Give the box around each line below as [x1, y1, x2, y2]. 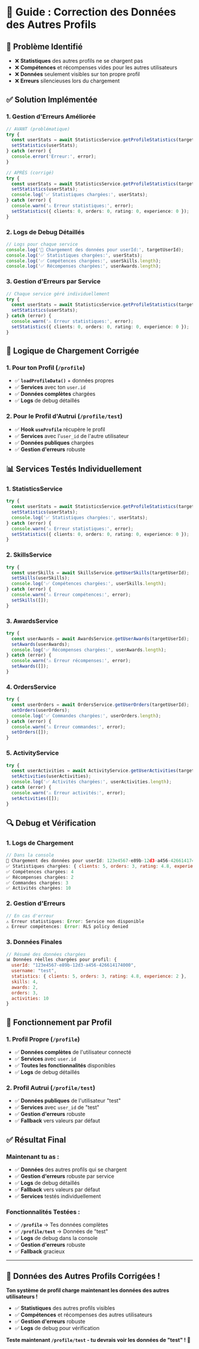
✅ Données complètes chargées [14, 391, 96, 398]
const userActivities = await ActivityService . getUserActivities [11, 768, 176, 774]
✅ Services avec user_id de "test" [14, 1104, 99, 1111]
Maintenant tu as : [6, 1152, 59, 1161]
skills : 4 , [11, 979, 38, 984]
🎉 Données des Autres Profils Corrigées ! [6, 1271, 161, 1281]
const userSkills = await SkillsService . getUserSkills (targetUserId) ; [11, 570, 190, 576]
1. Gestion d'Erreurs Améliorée [6, 113, 96, 121]
